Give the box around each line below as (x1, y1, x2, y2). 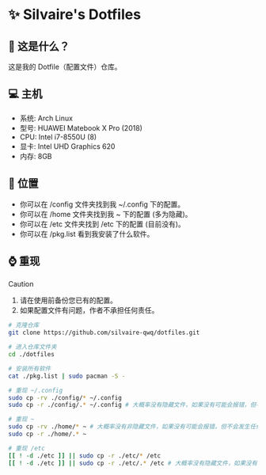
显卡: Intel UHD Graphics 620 (19, 141, 116, 151)
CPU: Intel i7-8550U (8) (19, 132, 97, 142)
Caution (8, 279, 34, 289)
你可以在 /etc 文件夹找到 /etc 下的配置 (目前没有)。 (19, 219, 185, 229)
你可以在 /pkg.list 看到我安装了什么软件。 (19, 229, 154, 238)
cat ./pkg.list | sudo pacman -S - (8, 372, 126, 380)
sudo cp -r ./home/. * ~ (8, 430, 87, 439)
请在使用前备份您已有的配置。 (19, 295, 117, 306)
